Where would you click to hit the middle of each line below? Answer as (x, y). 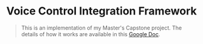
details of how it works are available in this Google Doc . (91, 34)
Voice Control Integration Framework (102, 11)
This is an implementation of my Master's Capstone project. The (101, 28)
